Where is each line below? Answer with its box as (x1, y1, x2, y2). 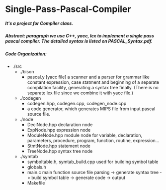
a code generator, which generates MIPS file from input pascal (27, 106, 156, 112)
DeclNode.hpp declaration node (27, 121, 93, 128)
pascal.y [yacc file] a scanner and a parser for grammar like (27, 74, 150, 80)
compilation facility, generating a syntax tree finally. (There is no (27, 84, 159, 90)
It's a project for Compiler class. (5, 20, 74, 26)
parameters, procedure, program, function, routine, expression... (27, 137, 160, 143)
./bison (19, 68, 34, 74)
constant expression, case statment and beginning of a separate (27, 79, 160, 85)
